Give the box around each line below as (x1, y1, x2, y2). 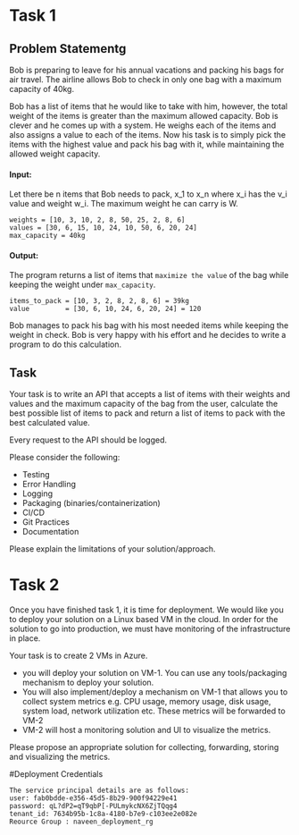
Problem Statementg (9, 41, 127, 56)
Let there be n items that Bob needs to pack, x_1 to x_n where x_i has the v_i (9, 189, 287, 199)
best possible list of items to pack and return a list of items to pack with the (9, 408, 286, 418)
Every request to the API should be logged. (9, 434, 168, 445)
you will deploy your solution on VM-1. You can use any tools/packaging (21, 668, 287, 679)
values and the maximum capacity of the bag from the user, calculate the (9, 399, 278, 409)
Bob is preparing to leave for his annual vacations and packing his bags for (9, 64, 285, 75)
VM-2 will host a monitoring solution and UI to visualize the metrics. (21, 725, 271, 736)
